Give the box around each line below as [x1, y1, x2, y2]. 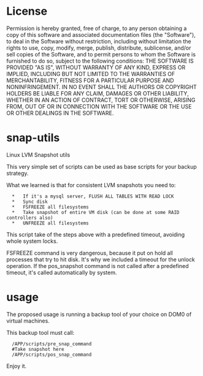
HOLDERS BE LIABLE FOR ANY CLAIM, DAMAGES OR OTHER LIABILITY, [6, 90, 189, 97]
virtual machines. [6, 317, 50, 324]
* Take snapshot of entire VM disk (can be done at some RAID [12, 209, 180, 215]
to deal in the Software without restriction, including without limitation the [6, 37, 191, 45]
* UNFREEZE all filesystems [12, 220, 89, 226]
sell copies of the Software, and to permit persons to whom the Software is [6, 50, 196, 58]
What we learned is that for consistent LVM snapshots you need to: [6, 181, 176, 188]
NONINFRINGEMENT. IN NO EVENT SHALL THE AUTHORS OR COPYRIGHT [6, 83, 197, 90]
